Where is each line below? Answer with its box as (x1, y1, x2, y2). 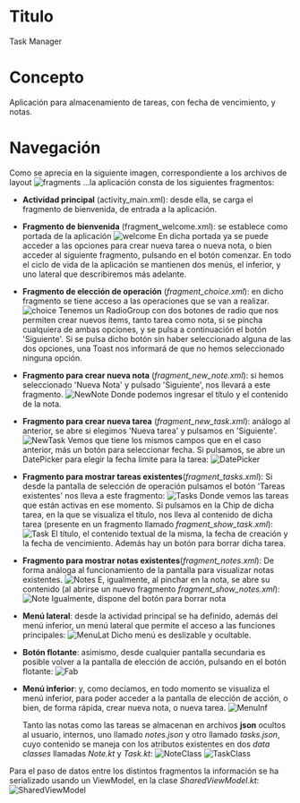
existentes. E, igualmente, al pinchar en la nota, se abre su (21, 574, 270, 585)
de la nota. (21, 398, 62, 409)
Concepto (9, 67, 85, 88)
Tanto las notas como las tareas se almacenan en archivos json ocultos (21, 719, 287, 730)
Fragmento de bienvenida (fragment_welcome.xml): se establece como (21, 221, 288, 232)
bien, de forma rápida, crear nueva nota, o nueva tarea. (21, 702, 227, 713)
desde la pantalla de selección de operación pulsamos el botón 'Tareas (21, 481, 286, 491)
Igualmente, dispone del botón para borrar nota (51, 593, 227, 603)
